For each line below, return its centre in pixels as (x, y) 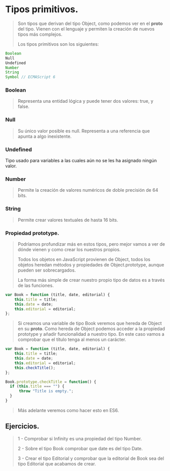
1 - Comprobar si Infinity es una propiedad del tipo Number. (80, 438)
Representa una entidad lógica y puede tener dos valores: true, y (86, 101)
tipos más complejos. (40, 34)
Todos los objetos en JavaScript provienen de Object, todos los (84, 259)
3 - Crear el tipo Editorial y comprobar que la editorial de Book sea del (91, 458)
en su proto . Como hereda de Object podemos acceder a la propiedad (91, 329)
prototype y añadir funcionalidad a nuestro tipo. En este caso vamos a (91, 334)
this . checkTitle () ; (35, 368)
